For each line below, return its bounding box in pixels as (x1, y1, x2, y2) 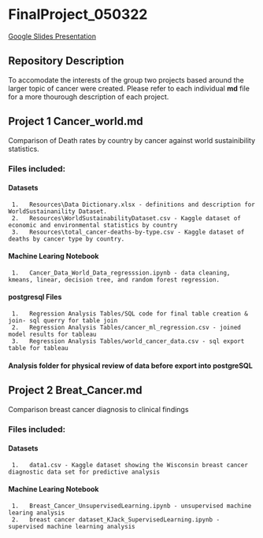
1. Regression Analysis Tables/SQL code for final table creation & (11, 310, 248, 318)
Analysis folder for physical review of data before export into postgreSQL (8, 360, 254, 370)
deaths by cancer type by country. (8, 234, 125, 243)
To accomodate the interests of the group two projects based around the (8, 75, 244, 84)
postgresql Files (8, 293, 62, 302)
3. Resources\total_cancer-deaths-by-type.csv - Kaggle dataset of (11, 228, 245, 236)
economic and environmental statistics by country (8, 221, 178, 229)
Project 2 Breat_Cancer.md (8, 384, 143, 397)
